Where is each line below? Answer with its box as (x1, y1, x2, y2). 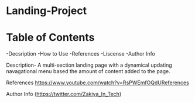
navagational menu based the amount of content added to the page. (6, 68, 171, 75)
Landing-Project (6, 4, 87, 18)
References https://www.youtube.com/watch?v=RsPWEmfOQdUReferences (6, 79, 189, 86)
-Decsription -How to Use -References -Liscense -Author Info (6, 50, 156, 57)
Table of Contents (6, 31, 95, 44)
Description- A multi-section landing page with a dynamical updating (6, 61, 173, 68)
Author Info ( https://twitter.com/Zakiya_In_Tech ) (6, 91, 122, 98)
